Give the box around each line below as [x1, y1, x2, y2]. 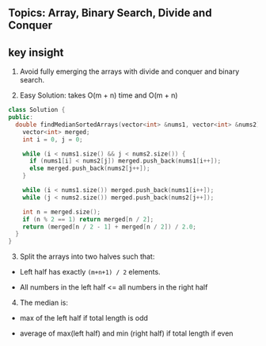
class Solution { [8, 106, 66, 114]
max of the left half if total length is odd [19, 313, 149, 323]
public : [8, 113, 34, 121]
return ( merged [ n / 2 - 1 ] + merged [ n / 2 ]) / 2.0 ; [22, 222, 196, 231]
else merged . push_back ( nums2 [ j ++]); [28, 164, 150, 173]
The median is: [19, 298, 69, 308]
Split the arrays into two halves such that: [19, 252, 155, 261]
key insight [8, 45, 64, 59]
